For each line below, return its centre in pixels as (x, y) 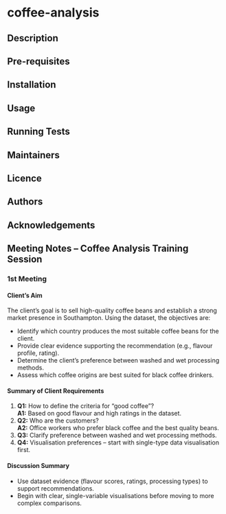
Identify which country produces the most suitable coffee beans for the (118, 331)
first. (24, 450)
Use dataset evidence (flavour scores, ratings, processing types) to (112, 481)
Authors (25, 202)
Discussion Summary (38, 466)
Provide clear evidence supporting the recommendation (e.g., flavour (115, 346)
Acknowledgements (51, 225)
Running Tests (38, 132)
